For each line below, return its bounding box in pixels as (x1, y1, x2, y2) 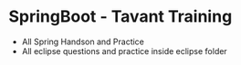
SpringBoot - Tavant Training (8, 6, 233, 27)
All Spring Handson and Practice (21, 36, 145, 47)
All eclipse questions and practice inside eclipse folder (21, 45, 227, 56)
